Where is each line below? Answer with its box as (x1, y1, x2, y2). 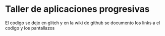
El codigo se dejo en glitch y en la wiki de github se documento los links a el (5, 20, 160, 26)
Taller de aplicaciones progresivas (5, 3, 150, 15)
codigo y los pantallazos (5, 25, 55, 31)
